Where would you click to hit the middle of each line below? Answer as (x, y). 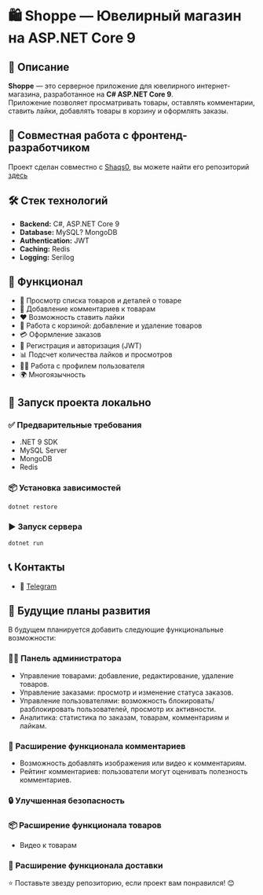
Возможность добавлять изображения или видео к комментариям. (133, 763)
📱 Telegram (38, 586)
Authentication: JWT (54, 240)
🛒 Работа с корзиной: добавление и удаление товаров (111, 326)
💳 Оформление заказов (60, 335)
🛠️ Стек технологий (58, 201)
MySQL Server (43, 450)
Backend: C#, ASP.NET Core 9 (69, 224)
